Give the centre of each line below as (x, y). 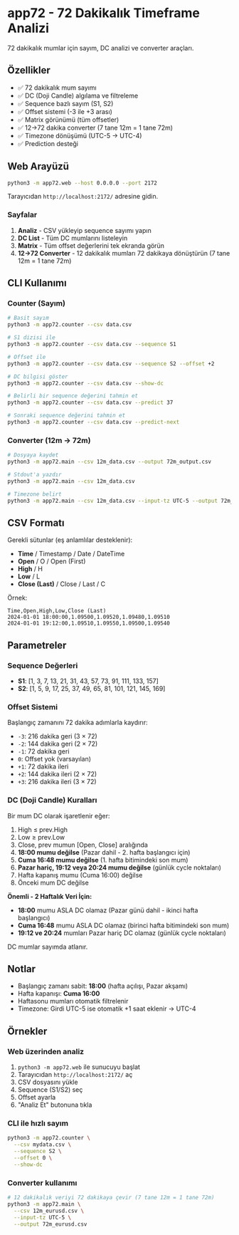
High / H (30, 569)
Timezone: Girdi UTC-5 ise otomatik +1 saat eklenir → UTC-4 (107, 1009)
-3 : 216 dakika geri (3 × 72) (57, 736)
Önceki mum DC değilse (53, 882)
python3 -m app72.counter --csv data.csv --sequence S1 (92, 344)
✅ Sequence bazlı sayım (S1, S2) (65, 103)
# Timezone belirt (34, 494)
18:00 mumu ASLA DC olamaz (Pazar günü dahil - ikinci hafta (108, 910)
